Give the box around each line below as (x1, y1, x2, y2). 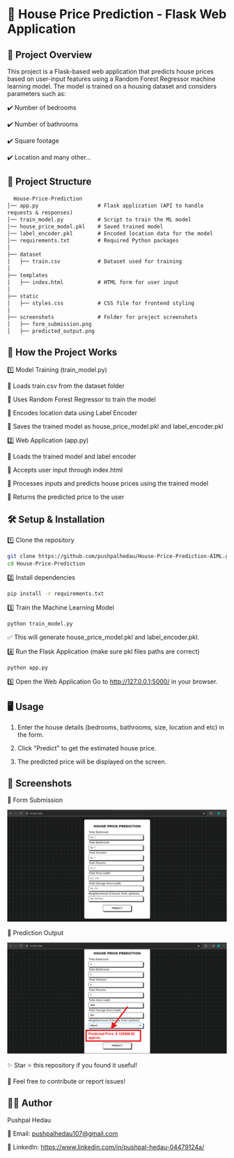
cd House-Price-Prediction (7, 560, 86, 567)
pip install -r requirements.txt (7, 590, 104, 598)
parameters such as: (7, 90, 66, 98)
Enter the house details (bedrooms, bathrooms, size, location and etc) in (17, 723, 225, 731)
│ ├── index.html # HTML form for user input (7, 279, 179, 286)
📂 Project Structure (7, 176, 92, 187)
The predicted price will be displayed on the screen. (17, 757, 167, 766)
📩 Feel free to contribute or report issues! (7, 1076, 125, 1086)
